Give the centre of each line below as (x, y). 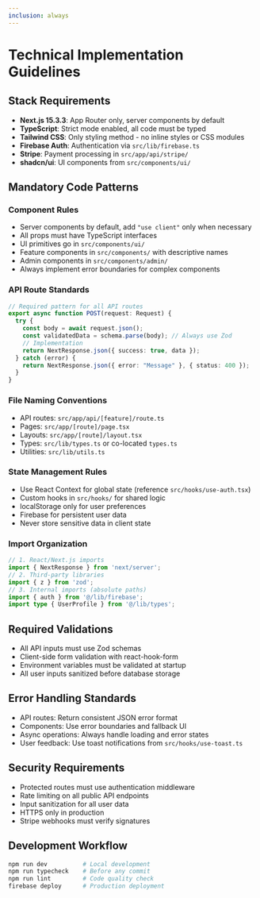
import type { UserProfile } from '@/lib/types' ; (92, 604)
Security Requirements (67, 768)
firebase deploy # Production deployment (86, 886)
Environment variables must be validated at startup (103, 665)
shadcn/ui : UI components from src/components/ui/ (105, 162)
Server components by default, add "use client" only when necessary (136, 227)
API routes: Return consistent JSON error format (99, 717)
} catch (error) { (46, 358)
